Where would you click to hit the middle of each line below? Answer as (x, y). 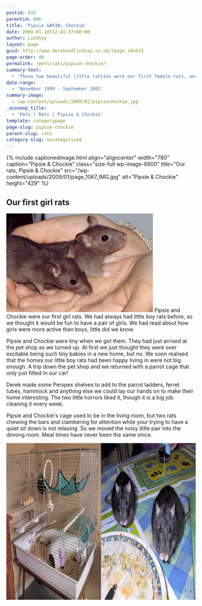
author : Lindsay (26, 38)
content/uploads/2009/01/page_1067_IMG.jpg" (64, 177)
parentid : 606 (24, 19)
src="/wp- (77, 170)
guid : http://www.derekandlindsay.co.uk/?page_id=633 (75, 51)
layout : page (23, 45)
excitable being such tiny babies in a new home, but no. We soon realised (97, 354)
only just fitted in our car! (37, 373)
